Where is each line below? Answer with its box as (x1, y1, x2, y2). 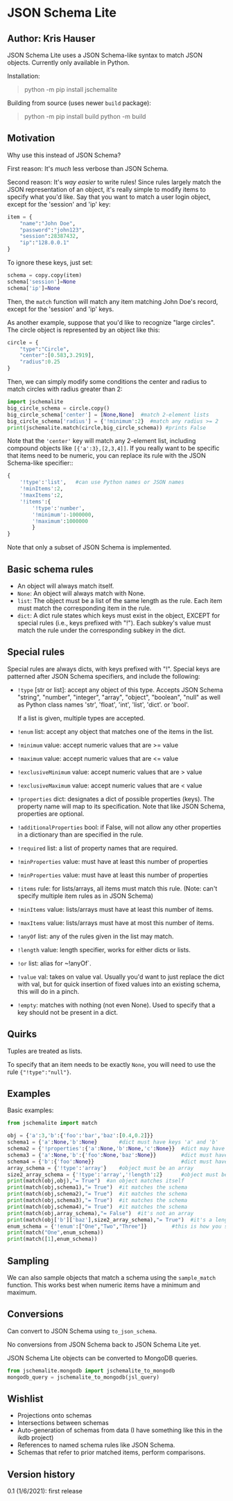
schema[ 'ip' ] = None (7, 284, 60, 291)
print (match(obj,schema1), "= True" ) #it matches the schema (7, 1184, 188, 1191)
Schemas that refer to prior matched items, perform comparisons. (17, 1448, 206, 1456)
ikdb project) (17, 1434, 54, 1442)
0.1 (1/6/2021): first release (7, 1487, 83, 1495)
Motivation (7, 132, 55, 144)
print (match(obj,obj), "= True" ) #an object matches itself (7, 1178, 185, 1185)
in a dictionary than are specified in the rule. (17, 830, 144, 839)
